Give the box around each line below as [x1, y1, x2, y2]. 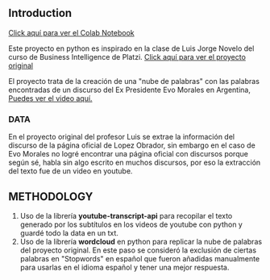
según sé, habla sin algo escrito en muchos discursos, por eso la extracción [8, 157, 261, 168]
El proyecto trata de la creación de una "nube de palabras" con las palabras [8, 76, 260, 86]
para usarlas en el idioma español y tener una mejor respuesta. [19, 262, 230, 272]
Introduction [8, 6, 73, 20]
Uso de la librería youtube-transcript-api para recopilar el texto [19, 211, 233, 220]
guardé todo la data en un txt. [19, 228, 119, 237]
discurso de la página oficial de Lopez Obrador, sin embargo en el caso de [8, 140, 255, 150]
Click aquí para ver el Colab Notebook [8, 27, 135, 37]
